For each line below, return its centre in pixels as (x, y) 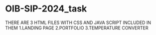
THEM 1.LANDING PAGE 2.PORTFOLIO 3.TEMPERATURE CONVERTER (77, 27)
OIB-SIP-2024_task (46, 9)
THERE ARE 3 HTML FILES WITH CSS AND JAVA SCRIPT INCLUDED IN (78, 22)
